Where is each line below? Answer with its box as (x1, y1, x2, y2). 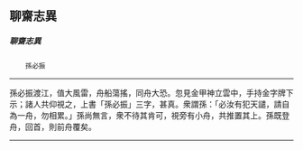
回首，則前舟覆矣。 (24, 121, 96, 133)
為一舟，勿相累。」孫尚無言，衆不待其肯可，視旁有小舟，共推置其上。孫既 (9, 110, 282, 121)
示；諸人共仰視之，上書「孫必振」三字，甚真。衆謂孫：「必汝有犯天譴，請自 (9, 98, 290, 110)
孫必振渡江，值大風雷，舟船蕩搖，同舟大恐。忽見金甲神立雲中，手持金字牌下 (9, 88, 294, 98)
